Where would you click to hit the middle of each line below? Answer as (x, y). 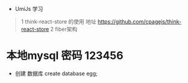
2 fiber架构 (64, 29)
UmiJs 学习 (29, 9)
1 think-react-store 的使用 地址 (58, 22)
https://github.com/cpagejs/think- (139, 22)
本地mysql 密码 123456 (65, 56)
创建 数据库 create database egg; (56, 73)
